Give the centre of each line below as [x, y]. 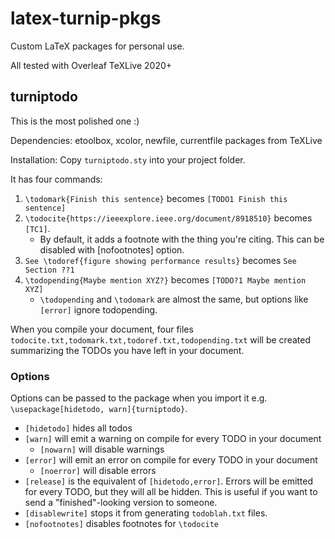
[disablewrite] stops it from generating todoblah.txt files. [146, 513]
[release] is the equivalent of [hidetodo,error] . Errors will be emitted [169, 481]
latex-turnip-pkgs [86, 18]
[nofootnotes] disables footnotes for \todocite [122, 524]
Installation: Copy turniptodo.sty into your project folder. [128, 159]
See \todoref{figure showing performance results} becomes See [160, 260]
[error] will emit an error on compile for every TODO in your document [171, 460]
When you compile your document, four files [102, 329]
